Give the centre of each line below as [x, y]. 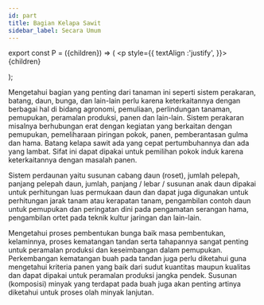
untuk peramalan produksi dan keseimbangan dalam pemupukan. [115, 250]
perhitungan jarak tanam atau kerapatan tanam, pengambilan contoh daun [130, 201]
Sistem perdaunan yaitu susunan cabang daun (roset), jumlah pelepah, [124, 175]
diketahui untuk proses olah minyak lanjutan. [81, 292]
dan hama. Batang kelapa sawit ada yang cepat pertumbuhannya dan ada [129, 143]
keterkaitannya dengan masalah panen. [73, 160]
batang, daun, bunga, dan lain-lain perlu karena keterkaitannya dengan [124, 101]
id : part [23, 16]
